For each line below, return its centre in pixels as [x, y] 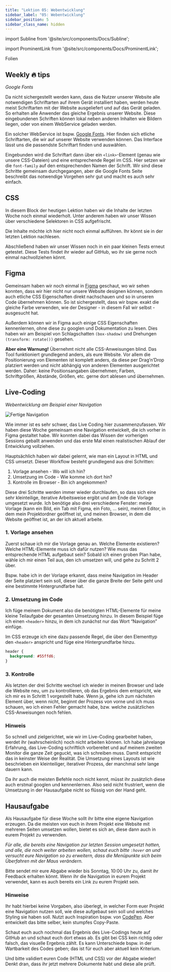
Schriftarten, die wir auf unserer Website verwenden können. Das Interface [84, 140]
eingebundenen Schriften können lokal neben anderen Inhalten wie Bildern [83, 119]
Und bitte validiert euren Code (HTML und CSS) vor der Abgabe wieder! [81, 959]
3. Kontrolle [20, 674]
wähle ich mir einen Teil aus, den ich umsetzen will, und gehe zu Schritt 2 [82, 560]
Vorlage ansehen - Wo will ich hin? [49, 471]
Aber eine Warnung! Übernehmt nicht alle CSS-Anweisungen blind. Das [81, 349]
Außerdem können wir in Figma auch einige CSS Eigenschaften [72, 323]
